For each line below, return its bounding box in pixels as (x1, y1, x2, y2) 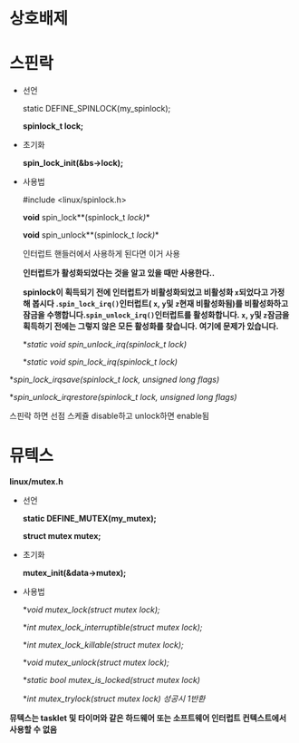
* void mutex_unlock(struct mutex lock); (22, 657, 169, 668)
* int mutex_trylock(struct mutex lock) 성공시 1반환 (22, 693, 206, 704)
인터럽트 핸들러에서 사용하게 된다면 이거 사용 (22, 249, 181, 259)
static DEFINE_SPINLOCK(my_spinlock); (22, 103, 171, 114)
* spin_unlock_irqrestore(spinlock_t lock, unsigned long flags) (9, 392, 237, 403)
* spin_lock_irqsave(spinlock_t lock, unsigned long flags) (9, 374, 220, 386)
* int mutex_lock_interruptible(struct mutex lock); (22, 622, 203, 633)
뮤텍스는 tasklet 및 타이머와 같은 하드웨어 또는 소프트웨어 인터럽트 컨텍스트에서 (9, 713, 287, 724)
